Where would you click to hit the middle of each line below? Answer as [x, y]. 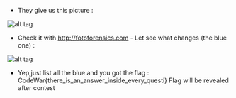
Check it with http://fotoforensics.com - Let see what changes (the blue [122, 38]
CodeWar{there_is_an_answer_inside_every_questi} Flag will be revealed [123, 80]
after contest [36, 88]
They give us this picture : [55, 10]
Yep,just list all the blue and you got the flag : [83, 73]
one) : [26, 45]
